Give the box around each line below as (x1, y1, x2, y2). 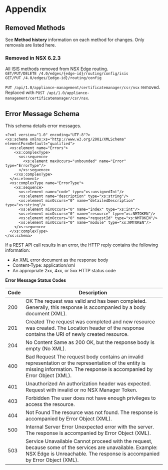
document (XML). (25, 310, 67, 317)
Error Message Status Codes (5, 277, 66, 283)
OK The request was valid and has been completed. (25, 298, 147, 305)
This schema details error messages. (5, 123, 81, 129)
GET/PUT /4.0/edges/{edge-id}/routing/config (5, 76, 101, 81)
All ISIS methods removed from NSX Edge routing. (5, 66, 108, 72)
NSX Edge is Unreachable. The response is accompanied (25, 450, 160, 457)
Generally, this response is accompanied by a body (25, 304, 146, 311)
